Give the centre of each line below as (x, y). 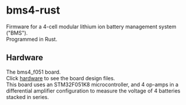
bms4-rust (33, 10)
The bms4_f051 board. (33, 72)
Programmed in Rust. (32, 39)
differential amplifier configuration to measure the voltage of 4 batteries (93, 91)
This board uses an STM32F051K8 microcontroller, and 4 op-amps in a (92, 84)
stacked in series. (27, 97)
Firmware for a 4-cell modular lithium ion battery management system (91, 27)
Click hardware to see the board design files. (61, 78)
